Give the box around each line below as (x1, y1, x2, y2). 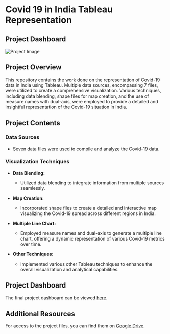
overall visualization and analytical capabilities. (20, 266, 119, 272)
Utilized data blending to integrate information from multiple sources (20, 180, 164, 186)
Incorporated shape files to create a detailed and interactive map (20, 205, 157, 211)
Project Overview (5, 63, 62, 72)
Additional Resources (5, 309, 75, 318)
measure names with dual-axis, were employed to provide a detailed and (5, 98, 158, 104)
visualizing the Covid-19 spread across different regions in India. (20, 210, 156, 217)
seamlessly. (20, 185, 45, 191)
